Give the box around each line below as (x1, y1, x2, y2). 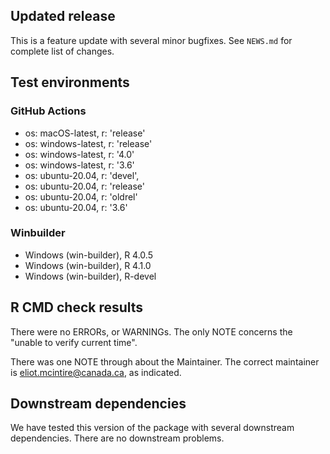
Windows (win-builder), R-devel (24, 270, 157, 282)
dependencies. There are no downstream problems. (10, 432, 225, 444)
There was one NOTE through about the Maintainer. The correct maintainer (10, 355, 320, 368)
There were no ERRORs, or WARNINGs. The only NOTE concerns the (10, 325, 293, 338)
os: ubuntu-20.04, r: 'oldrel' (24, 190, 138, 203)
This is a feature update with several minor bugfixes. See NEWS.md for (10, 34, 293, 46)
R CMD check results (10, 299, 144, 316)
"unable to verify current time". (10, 336, 138, 348)
